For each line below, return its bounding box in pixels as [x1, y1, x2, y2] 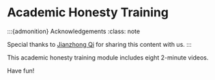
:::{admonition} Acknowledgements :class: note [7, 27, 141, 35]
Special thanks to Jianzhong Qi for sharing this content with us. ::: [7, 40, 192, 48]
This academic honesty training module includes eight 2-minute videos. [7, 53, 209, 62]
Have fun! [7, 66, 35, 75]
